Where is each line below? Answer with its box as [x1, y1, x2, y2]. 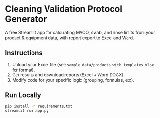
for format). [12, 67, 35, 73]
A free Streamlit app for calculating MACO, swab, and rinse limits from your [5, 29, 155, 35]
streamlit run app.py [5, 108, 49, 113]
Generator [5, 14, 47, 25]
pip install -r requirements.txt [5, 104, 73, 109]
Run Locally [5, 91, 41, 100]
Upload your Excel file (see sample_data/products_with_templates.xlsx [12, 61, 154, 67]
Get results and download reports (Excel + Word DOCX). [12, 72, 125, 78]
